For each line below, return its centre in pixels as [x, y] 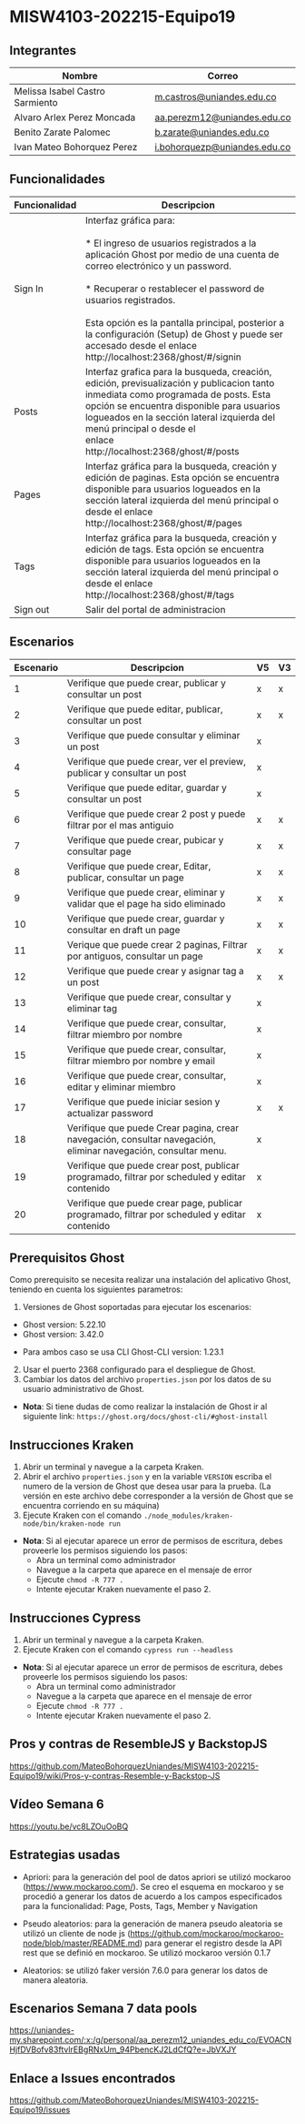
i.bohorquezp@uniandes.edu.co [222, 147]
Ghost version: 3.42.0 [63, 1335]
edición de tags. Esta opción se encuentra [175, 549]
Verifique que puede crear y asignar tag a [156, 971]
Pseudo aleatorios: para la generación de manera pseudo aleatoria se [152, 1924]
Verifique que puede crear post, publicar [153, 1165]
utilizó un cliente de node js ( [76, 1933]
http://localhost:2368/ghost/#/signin [163, 357]
